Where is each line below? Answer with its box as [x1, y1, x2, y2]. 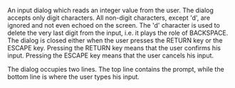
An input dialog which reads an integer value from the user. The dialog [7, 6, 214, 14]
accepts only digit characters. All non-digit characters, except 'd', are [7, 13, 211, 22]
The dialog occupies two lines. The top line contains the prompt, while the [7, 65, 224, 73]
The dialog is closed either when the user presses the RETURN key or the [7, 36, 223, 45]
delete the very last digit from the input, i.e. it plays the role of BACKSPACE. [7, 28, 229, 37]
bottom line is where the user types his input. [7, 72, 140, 81]
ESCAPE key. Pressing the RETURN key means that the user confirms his [7, 44, 221, 52]
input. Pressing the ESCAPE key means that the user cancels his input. [7, 51, 214, 60]
